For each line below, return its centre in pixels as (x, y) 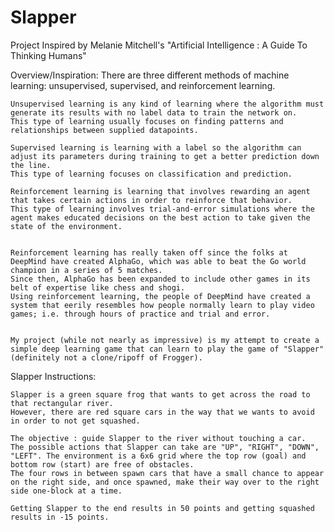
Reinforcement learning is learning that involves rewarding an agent (160, 191)
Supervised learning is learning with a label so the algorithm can (156, 147)
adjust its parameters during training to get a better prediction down (165, 156)
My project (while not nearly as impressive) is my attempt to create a (165, 340)
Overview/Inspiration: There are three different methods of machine (150, 75)
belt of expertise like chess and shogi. (98, 287)
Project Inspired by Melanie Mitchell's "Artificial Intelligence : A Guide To (159, 45)
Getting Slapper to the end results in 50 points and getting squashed (162, 508)
